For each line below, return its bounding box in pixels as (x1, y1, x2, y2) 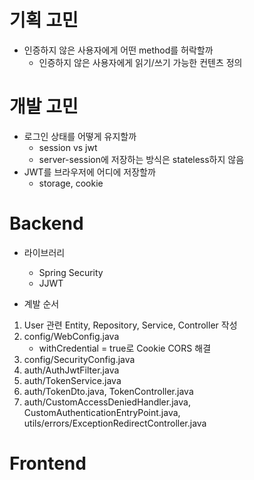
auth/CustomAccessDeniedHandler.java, (23, 396, 191, 408)
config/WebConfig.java (23, 330, 120, 342)
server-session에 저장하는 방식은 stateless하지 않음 (38, 153, 245, 165)
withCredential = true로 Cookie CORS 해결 (38, 342, 212, 354)
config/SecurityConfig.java (23, 353, 136, 365)
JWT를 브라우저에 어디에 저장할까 (23, 166, 156, 178)
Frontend (9, 452, 87, 475)
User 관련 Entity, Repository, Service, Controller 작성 (23, 319, 238, 331)
